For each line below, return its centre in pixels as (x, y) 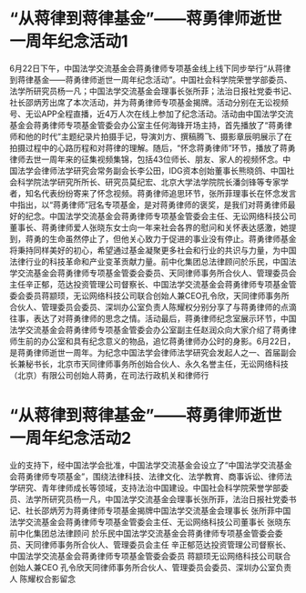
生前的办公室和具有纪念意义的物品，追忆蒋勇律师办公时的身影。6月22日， (156, 341)
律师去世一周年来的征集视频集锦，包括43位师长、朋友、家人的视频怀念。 (146, 159)
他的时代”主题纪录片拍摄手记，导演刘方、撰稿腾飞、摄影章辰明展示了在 (159, 136)
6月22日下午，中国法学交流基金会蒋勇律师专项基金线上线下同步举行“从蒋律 (150, 68)
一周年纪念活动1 (69, 41)
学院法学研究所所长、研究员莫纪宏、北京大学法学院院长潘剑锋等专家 (153, 182)
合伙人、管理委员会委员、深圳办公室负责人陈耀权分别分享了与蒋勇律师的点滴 (153, 307)
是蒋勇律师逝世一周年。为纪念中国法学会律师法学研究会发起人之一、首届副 (149, 352)
